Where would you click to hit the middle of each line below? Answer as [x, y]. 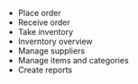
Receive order [44, 22]
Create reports [45, 70]
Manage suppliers [51, 51]
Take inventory [46, 32]
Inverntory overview [55, 41]
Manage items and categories [73, 60]
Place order [39, 13]
